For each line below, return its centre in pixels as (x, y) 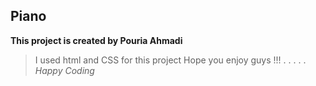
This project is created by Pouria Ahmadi (96, 40)
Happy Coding (64, 70)
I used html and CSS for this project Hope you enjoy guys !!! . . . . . (170, 60)
